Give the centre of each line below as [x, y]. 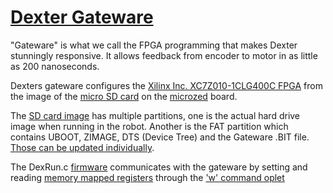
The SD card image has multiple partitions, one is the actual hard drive [155, 115]
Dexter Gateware [82, 17]
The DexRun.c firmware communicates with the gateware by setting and [159, 167]
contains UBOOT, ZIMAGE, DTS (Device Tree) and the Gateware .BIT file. [160, 137]
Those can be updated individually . [82, 147]
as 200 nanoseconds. [55, 66]
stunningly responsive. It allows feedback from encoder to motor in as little [164, 55]
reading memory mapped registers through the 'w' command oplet [147, 177]
